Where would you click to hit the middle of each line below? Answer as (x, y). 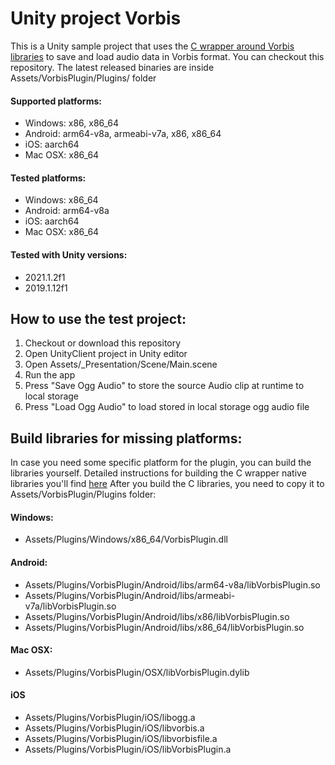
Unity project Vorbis (96, 18)
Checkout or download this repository (103, 343)
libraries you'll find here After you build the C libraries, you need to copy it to (167, 484)
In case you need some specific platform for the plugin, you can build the (161, 463)
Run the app (50, 375)
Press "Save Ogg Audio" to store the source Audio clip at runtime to (164, 386)
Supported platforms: (56, 101)
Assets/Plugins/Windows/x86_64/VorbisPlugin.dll (126, 539)
